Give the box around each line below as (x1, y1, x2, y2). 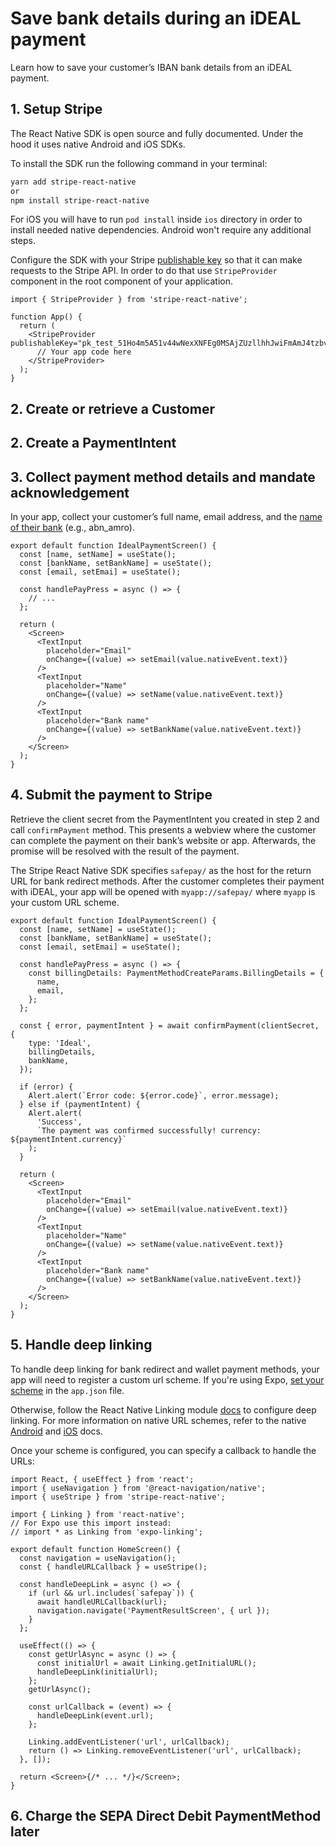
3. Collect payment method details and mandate (10, 468, 316, 486)
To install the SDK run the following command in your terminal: (10, 157, 268, 169)
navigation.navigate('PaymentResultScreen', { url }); (36, 1605, 271, 1616)
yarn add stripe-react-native (10, 177, 137, 187)
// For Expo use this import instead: (10, 1518, 172, 1528)
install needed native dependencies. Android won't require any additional (10, 224, 312, 236)
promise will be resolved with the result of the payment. (10, 845, 240, 857)
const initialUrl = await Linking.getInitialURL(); (36, 1658, 257, 1668)
